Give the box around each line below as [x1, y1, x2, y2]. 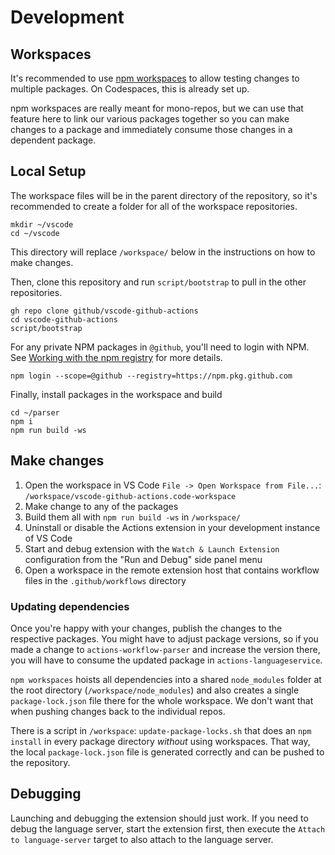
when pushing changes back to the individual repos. [10, 705, 226, 717]
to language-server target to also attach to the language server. [10, 833, 274, 845]
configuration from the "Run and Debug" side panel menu [24, 553, 263, 565]
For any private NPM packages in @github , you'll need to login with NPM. [10, 341, 310, 353]
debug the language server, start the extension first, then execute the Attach [10, 822, 326, 835]
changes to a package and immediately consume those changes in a [10, 124, 293, 135]
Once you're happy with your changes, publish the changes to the [10, 622, 283, 634]
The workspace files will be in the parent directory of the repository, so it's [10, 189, 318, 201]
